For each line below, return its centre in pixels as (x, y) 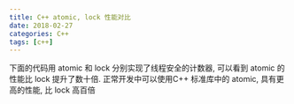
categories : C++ (39, 33)
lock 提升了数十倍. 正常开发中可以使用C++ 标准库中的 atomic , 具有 (155, 79)
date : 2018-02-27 (41, 26)
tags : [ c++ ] (31, 42)
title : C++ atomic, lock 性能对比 (70, 17)
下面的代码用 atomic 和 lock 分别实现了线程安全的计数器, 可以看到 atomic (142, 68)
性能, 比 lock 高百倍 (60, 90)
